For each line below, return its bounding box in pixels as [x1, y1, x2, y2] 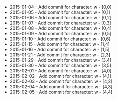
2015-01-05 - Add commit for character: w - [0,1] [9, 9, 111, 15]
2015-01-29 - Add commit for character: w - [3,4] [9, 57, 112, 63]
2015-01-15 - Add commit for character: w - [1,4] [9, 41, 110, 47]
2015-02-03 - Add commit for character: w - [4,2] [9, 78, 113, 84]
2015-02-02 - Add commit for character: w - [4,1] [9, 73, 111, 79]
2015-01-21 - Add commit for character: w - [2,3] [9, 52, 111, 58]
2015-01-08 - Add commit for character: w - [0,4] [9, 25, 112, 31]
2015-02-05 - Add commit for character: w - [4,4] [9, 89, 113, 95]
